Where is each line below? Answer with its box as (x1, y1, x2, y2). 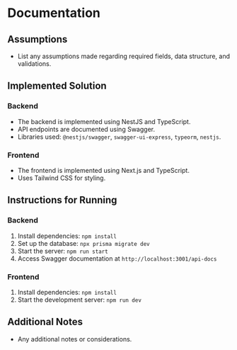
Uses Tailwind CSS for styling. (17, 174, 106, 182)
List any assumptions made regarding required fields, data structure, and (17, 52, 231, 60)
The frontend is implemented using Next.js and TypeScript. (17, 166, 190, 174)
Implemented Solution (7, 80, 108, 92)
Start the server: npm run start (17, 247, 108, 255)
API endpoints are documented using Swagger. (17, 125, 156, 133)
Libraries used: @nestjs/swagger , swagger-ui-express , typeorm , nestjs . (17, 132, 221, 141)
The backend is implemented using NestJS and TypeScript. (17, 117, 191, 125)
